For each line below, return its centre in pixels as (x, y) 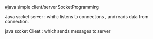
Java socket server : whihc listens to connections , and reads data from (77, 16)
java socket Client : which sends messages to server (58, 31)
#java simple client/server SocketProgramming (52, 7)
